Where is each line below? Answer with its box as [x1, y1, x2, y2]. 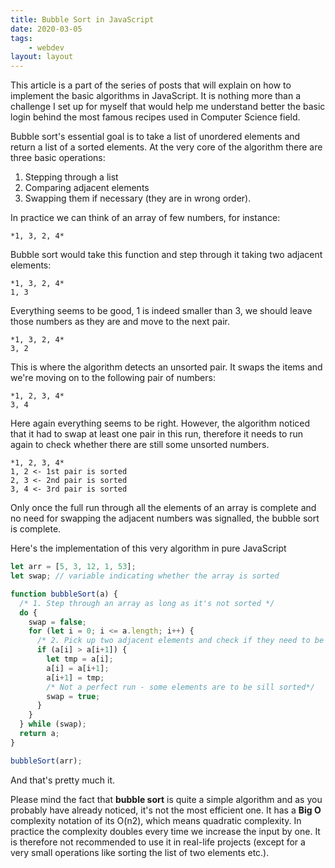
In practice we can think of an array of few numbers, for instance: [10, 212, 281, 224]
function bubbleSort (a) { [10, 589, 118, 599]
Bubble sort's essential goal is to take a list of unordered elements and [10, 131, 301, 143]
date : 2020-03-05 [10, 24, 83, 34]
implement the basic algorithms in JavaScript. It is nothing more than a [10, 90, 302, 102]
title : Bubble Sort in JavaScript [10, 14, 155, 25]
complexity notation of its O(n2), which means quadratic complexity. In [10, 814, 302, 826]
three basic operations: [10, 152, 106, 164]
